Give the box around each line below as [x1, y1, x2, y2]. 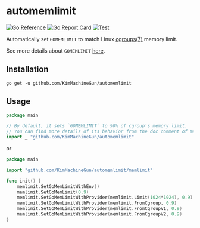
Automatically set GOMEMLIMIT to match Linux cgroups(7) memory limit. [6, 35, 177, 42]
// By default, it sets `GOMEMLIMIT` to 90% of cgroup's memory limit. [6, 123, 187, 129]
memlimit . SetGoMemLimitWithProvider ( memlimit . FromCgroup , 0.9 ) [17, 200, 177, 207]
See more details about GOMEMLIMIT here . [6, 47, 105, 54]
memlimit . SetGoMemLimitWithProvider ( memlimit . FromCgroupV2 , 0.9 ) [17, 211, 183, 217]
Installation [6, 64, 49, 75]
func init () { [6, 178, 42, 184]
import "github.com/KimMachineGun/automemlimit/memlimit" [6, 167, 153, 173]
